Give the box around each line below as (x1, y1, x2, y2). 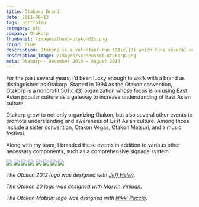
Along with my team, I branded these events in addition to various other (6, 141, 181, 148)
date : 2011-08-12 (6, 14, 49, 20)
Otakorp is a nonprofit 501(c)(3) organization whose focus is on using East (6, 87, 188, 94)
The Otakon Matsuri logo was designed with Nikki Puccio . (6, 194, 148, 201)
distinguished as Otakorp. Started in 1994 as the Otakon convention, (6, 80, 173, 88)
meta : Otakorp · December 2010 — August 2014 (6, 58, 120, 64)
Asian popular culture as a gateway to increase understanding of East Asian (6, 93, 191, 101)
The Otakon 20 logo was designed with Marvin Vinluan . (6, 183, 142, 190)
